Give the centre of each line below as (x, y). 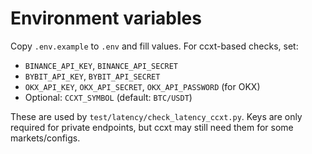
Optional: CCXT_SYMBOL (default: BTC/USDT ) (108, 97)
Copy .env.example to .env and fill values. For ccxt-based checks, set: (154, 46)
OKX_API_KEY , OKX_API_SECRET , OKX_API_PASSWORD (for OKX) (142, 86)
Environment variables (106, 18)
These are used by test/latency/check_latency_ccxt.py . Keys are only (156, 116)
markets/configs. (45, 138)
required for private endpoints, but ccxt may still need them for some (152, 127)
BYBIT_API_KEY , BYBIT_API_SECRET (92, 76)
